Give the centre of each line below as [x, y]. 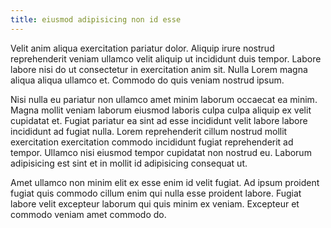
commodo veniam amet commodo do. [88, 214]
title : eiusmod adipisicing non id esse [96, 19]
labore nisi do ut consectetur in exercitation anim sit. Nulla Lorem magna [159, 69]
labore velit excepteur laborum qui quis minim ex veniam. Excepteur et [155, 203]
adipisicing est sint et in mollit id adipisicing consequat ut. [129, 163]
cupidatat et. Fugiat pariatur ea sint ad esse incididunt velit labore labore [159, 120]
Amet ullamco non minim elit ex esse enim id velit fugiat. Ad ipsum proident [165, 182]
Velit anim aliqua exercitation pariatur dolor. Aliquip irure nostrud [142, 48]
